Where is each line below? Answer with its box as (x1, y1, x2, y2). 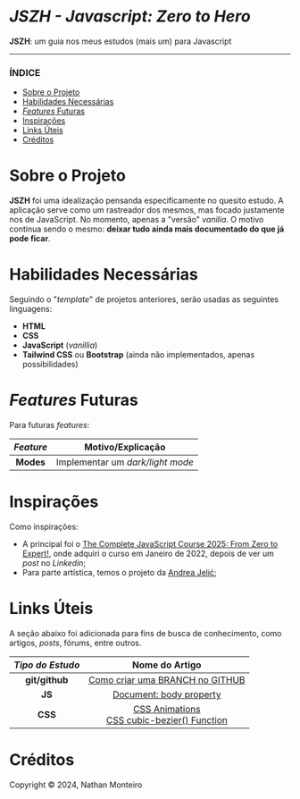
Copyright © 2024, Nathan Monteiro (9, 779, 143, 790)
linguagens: (9, 304, 53, 315)
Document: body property (112, 688, 221, 701)
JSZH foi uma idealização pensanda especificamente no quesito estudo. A (9, 195, 284, 206)
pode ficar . (9, 233, 51, 244)
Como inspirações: (9, 521, 79, 532)
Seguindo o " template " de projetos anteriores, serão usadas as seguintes (9, 294, 279, 305)
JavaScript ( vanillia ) (21, 340, 98, 350)
